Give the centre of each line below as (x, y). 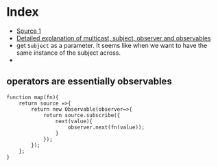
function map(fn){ (33, 97)
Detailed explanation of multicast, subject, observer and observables (113, 38)
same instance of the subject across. (69, 53)
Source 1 (29, 31)
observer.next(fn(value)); (106, 127)
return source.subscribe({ (82, 115)
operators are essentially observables (89, 82)
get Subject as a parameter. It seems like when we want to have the (112, 45)
